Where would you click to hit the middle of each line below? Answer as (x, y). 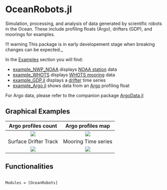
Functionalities (29, 167)
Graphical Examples (38, 111)
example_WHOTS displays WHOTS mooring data (64, 74)
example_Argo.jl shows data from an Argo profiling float (71, 86)
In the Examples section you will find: (44, 59)
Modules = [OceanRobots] (32, 183)
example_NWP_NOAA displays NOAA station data (65, 69)
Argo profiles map (88, 126)
